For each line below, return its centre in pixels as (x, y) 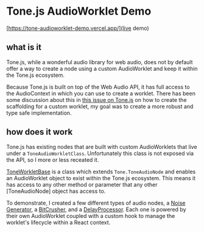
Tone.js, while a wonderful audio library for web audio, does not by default (100, 62)
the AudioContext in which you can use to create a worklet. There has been (101, 93)
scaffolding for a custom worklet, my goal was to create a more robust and (100, 106)
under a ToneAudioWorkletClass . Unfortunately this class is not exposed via (100, 153)
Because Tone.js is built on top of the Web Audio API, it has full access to (98, 87)
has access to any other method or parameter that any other (82, 184)
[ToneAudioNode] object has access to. (56, 191)
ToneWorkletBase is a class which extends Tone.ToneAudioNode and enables (101, 172)
